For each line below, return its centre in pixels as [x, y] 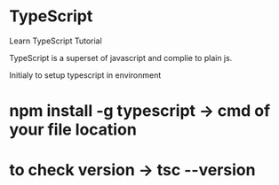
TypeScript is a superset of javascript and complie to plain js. [121, 58]
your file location [73, 130]
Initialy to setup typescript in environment [85, 75]
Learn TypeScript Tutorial [56, 41]
